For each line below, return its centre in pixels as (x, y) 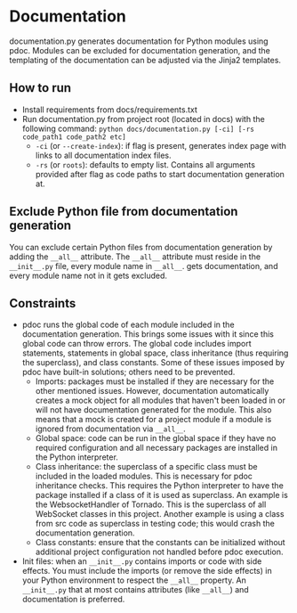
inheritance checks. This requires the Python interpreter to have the (160, 486)
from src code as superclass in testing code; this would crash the (155, 524)
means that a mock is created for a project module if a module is (153, 420)
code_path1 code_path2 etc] (74, 137)
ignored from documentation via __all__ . (111, 429)
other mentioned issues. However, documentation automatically (152, 391)
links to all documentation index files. (103, 155)
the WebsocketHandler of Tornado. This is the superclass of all (151, 504)
